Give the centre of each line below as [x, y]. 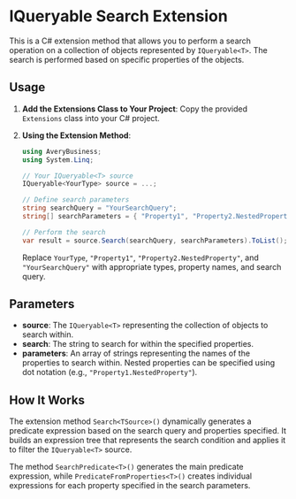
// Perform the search [64, 232]
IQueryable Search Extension [118, 16]
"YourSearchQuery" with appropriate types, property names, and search [152, 266]
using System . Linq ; [58, 160]
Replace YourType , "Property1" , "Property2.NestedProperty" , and [140, 257]
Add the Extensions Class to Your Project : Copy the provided [135, 109]
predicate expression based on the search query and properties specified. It [148, 431]
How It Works [47, 400]
